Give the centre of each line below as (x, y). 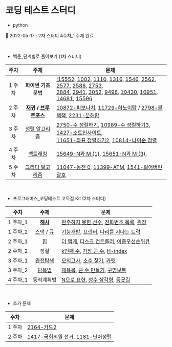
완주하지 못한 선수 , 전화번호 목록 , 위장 (104, 222)
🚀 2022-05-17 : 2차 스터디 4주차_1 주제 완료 (49, 35)
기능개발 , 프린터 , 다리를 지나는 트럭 (101, 232)
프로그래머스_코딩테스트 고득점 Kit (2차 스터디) (59, 198)
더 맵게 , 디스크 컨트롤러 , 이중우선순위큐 (105, 241)
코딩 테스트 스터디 (40, 10)
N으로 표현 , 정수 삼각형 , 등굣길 (96, 279)
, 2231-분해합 (83, 115)
